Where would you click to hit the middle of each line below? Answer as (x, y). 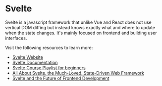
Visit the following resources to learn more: (49, 47)
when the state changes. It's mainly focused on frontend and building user (81, 33)
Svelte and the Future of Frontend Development (61, 78)
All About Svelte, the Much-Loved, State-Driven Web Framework (78, 73)
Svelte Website (27, 57)
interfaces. (16, 38)
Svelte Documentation (35, 62)
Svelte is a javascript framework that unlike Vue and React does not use (79, 22)
